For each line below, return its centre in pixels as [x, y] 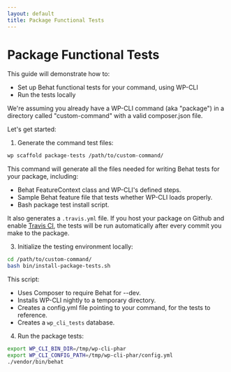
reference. [32, 315]
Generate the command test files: [65, 143]
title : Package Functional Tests [56, 20]
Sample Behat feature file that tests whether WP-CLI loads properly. [115, 198]
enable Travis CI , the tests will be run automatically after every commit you [114, 226]
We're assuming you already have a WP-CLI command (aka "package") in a [116, 108]
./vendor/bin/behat [36, 362]
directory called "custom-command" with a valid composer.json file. [105, 116]
